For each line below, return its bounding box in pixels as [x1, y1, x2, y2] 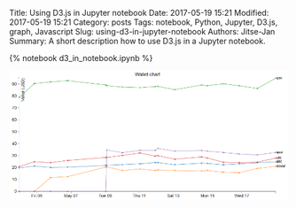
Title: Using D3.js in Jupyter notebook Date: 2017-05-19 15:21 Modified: [9, 8, 269, 18]
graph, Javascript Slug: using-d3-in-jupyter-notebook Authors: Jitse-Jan [9, 27, 276, 36]
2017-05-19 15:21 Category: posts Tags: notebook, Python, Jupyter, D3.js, [9, 17, 278, 27]
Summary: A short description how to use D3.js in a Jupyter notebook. [9, 35, 266, 46]
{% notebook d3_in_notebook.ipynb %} [9, 53, 153, 63]
